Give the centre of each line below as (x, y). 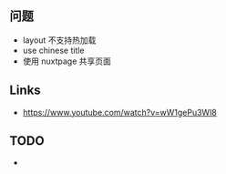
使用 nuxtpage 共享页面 (67, 61)
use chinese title (53, 50)
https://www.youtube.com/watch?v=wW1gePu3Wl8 (119, 112)
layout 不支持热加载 (59, 40)
